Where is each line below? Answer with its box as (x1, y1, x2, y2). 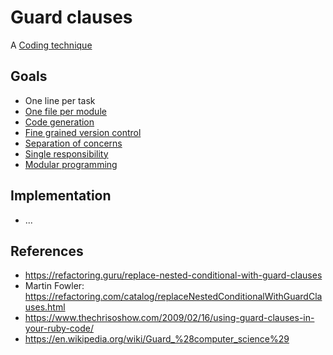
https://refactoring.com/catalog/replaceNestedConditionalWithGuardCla (24, 291, 323, 303)
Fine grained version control (24, 126, 142, 138)
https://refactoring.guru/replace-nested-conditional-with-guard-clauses (24, 269, 323, 281)
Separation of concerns (24, 137, 123, 149)
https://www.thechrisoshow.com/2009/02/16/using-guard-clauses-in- (24, 312, 315, 324)
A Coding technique (10, 39, 93, 51)
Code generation (24, 116, 95, 128)
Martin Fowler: (24, 280, 85, 292)
